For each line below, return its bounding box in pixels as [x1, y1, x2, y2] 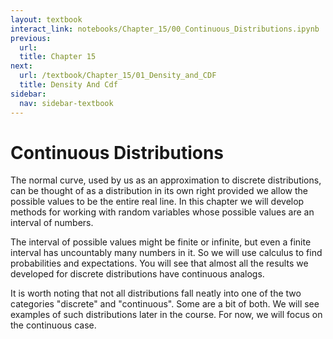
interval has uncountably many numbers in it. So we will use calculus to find [10, 247, 323, 259]
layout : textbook [10, 14, 83, 25]
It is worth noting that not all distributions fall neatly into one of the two [10, 287, 302, 300]
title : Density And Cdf [19, 80, 118, 90]
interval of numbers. [10, 217, 94, 229]
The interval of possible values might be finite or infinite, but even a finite [10, 236, 312, 248]
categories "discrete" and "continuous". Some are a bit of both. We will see [10, 298, 320, 310]
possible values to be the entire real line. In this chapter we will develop [10, 196, 305, 208]
